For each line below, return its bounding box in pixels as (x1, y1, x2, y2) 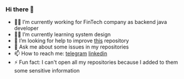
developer (14, 25, 39, 32)
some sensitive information (14, 67, 80, 74)
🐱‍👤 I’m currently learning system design (14, 31, 111, 38)
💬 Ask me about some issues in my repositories (14, 43, 129, 50)
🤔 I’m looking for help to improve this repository (14, 37, 129, 44)
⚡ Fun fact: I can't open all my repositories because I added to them (14, 59, 178, 66)
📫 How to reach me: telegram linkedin (14, 50, 108, 57)
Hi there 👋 (5, 5, 35, 13)
